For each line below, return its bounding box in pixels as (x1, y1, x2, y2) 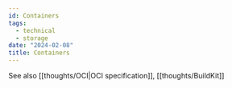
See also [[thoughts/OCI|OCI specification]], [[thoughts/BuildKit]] (8, 71, 225, 80)
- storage (15, 34, 48, 42)
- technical (15, 26, 56, 34)
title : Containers (8, 49, 70, 57)
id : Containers (8, 11, 60, 20)
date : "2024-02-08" (8, 42, 74, 50)
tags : (8, 19, 27, 27)
